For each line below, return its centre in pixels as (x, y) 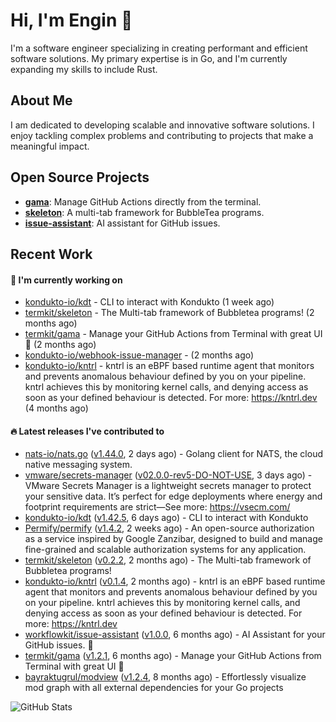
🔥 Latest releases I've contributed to (87, 431)
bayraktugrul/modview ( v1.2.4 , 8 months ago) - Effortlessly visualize (165, 677)
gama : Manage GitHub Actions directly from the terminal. (143, 201)
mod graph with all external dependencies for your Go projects (154, 688)
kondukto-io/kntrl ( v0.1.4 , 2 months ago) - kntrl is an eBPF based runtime (175, 581)
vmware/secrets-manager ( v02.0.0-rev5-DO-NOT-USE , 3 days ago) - (168, 475)
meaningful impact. (50, 146)
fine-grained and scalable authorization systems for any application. (165, 550)
